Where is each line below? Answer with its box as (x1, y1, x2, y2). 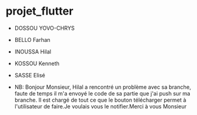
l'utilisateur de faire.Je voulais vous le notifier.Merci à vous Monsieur (14, 102, 187, 110)
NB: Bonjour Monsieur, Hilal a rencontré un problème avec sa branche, (14, 83, 192, 91)
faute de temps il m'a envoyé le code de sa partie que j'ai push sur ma (14, 89, 191, 97)
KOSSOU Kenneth (14, 60, 60, 67)
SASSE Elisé (14, 71, 46, 78)
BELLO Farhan (14, 36, 51, 43)
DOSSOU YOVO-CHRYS (14, 24, 75, 32)
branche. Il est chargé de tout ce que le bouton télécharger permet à (14, 96, 187, 103)
